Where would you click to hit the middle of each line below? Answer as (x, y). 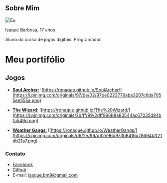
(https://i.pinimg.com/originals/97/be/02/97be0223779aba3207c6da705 (87, 95)
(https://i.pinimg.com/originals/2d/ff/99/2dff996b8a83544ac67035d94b (87, 115)
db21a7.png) (25, 141)
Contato (15, 154)
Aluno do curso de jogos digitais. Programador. (54, 39)
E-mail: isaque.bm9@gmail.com (45, 175)
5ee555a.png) (27, 100)
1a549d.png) (25, 120)
